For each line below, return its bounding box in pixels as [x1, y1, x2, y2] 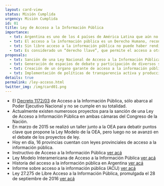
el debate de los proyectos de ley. [12, 134, 81, 140]
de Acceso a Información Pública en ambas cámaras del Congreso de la [12, 113, 158, 119]
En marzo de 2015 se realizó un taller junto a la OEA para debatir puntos [12, 124, 157, 129]
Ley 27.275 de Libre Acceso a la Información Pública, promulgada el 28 [12, 170, 155, 176]
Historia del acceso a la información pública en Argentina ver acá [12, 160, 143, 166]
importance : [5, 30, 29, 35]
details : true [5, 75, 34, 80]
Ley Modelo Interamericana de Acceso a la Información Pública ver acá [12, 155, 156, 161]
